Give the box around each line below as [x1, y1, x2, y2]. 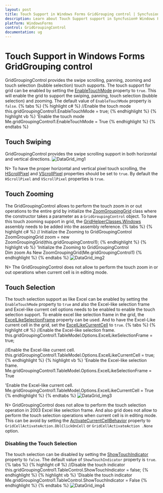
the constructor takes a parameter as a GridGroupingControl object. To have [5, 213, 157, 219]
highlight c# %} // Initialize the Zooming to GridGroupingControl [5, 228, 132, 234]
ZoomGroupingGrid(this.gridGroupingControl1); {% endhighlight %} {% [5, 239, 147, 245]
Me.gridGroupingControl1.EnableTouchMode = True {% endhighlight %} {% [5, 118, 156, 124]
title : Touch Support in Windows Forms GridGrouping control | [5, 12, 136, 17]
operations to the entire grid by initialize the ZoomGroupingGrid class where [5, 208, 157, 214]
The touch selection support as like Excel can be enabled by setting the [5, 296, 148, 302]
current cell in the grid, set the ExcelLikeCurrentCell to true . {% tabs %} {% [5, 322, 156, 328]
